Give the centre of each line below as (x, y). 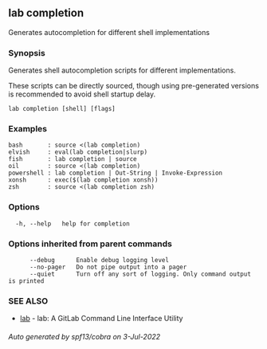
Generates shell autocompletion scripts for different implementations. (122, 70)
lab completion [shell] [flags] (62, 109)
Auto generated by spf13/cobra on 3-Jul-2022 (84, 336)
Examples (28, 129)
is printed (26, 281)
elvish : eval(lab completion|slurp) (78, 152)
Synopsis (27, 53)
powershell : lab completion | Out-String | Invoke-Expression (116, 173)
